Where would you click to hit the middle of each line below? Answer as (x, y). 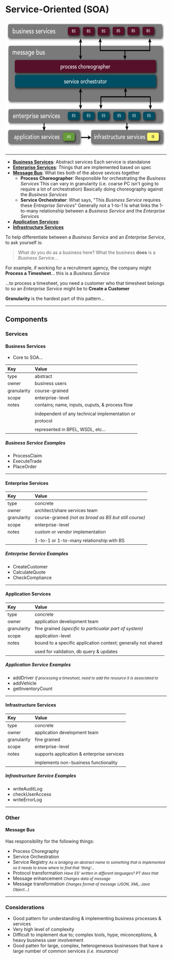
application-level (53, 635)
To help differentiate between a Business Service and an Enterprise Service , (85, 237)
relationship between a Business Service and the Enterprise (102, 210)
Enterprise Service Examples (37, 553)
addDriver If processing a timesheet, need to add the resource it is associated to (85, 677)
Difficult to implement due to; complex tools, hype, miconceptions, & (85, 935)
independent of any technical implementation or (85, 414)
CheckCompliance (32, 578)
